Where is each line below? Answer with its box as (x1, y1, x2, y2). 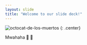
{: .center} (60, 25, 81, 30)
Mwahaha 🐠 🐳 (5, 34, 33, 40)
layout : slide (5, 7, 34, 12)
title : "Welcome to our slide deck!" (5, 12, 83, 16)
